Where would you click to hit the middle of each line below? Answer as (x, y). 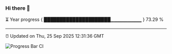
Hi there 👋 (18, 8)
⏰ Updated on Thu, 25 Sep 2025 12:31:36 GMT (55, 36)
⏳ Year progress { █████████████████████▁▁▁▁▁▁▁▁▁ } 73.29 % (84, 19)
